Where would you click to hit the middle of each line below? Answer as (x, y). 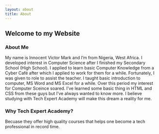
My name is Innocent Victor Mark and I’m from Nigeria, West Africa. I (74, 58)
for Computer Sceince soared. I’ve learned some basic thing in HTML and (79, 88)
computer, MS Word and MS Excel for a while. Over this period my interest (79, 83)
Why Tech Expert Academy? (39, 111)
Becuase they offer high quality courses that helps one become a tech (75, 121)
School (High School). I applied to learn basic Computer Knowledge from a (79, 68)
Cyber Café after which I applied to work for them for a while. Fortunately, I (80, 73)
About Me (17, 47)
